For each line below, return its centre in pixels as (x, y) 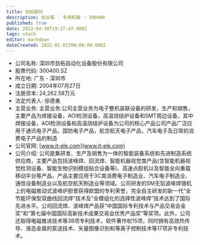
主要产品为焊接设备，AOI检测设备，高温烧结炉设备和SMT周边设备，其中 (104, 115)
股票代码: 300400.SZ (41, 70)
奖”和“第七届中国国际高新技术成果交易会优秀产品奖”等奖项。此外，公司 (103, 213)
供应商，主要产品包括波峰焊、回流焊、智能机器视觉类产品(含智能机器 (100, 160)
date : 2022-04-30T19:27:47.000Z (47, 29)
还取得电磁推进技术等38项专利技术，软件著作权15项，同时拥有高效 (97, 220)
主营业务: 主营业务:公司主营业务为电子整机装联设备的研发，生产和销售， (104, 108)
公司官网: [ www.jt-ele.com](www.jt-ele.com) (70, 145)
